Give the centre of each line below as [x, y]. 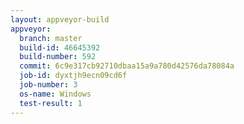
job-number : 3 [48, 85]
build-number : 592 [58, 57]
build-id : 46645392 [60, 47]
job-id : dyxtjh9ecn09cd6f [73, 76]
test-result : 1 [51, 103]
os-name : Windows [55, 94]
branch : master [51, 38]
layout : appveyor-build [60, 19]
